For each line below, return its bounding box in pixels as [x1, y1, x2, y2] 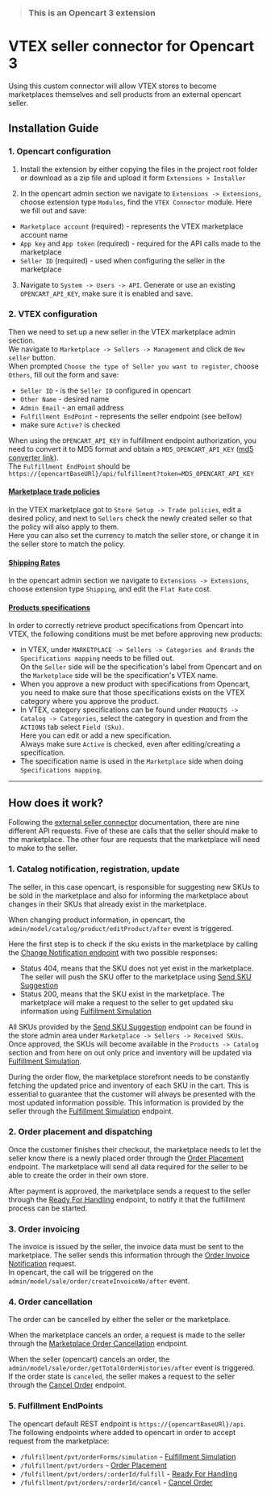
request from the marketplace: [8, 1436, 110, 1446]
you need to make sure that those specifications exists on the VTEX [19, 688, 245, 697]
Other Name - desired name [19, 394, 110, 403]
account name [19, 230, 69, 239]
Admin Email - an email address [19, 402, 124, 412]
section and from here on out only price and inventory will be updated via [8, 1047, 252, 1057]
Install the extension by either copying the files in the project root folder [19, 164, 258, 174]
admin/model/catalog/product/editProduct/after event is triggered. [8, 923, 234, 933]
